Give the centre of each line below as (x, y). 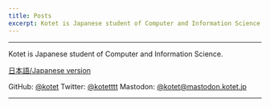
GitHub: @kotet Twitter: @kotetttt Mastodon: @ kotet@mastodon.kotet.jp (128, 86)
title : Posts (30, 16)
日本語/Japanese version (49, 70)
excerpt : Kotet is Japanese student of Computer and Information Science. (136, 23)
